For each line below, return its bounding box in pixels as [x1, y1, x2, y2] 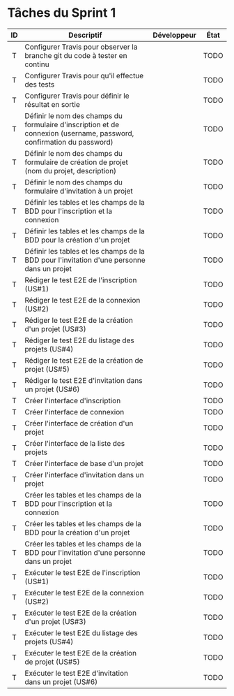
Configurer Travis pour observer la [24, 42, 138, 52]
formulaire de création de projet [24, 157, 129, 167]
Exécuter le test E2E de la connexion [24, 588, 144, 597]
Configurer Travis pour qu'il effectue [24, 71, 144, 80]
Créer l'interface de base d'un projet [24, 458, 144, 468]
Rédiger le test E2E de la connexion [24, 295, 141, 305]
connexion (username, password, [24, 128, 134, 138]
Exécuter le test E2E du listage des [24, 628, 138, 637]
